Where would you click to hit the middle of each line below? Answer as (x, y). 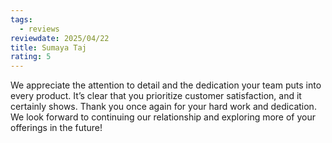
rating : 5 (31, 57)
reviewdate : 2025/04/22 (60, 38)
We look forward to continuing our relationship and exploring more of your (163, 117)
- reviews (39, 29)
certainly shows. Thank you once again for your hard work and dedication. (163, 107)
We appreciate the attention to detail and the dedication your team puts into (166, 85)
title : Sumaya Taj (48, 47)
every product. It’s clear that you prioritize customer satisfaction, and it (156, 96)
